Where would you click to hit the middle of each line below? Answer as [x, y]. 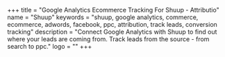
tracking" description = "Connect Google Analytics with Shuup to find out [112, 32]
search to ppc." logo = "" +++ [50, 46]
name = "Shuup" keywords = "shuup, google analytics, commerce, [103, 17]
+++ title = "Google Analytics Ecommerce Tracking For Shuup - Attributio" [114, 10]
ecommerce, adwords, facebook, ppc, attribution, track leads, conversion [112, 24]
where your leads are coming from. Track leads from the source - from [108, 39]
